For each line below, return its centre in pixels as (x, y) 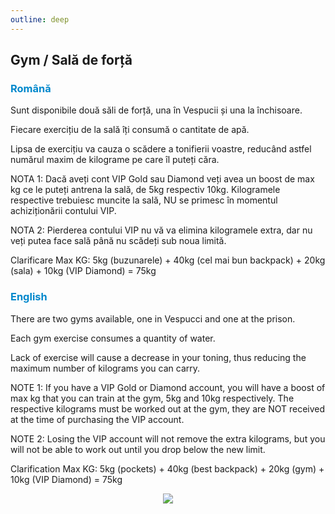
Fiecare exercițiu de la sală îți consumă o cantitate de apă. (130, 130)
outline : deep (40, 19)
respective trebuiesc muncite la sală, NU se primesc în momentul (144, 200)
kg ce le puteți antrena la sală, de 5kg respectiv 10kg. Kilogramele (145, 190)
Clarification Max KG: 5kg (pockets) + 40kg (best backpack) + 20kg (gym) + (167, 468)
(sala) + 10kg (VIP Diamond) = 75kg (83, 271)
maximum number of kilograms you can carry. (105, 368)
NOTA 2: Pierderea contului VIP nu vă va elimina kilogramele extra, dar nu (161, 230)
